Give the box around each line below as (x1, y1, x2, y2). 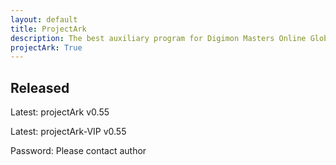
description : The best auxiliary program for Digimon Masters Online (10, 33, 307, 43)
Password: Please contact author (10, 145, 147, 157)
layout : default (10, 14, 78, 25)
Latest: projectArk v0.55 (10, 106, 110, 118)
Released (10, 79, 70, 96)
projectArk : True (10, 42, 83, 53)
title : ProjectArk (10, 24, 87, 34)
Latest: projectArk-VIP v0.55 (10, 126, 127, 138)
